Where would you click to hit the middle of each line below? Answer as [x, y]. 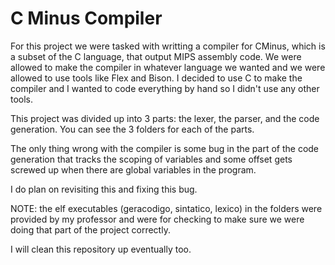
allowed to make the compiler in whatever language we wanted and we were [168, 67]
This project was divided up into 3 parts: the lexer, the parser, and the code [165, 118]
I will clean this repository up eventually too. [101, 249]
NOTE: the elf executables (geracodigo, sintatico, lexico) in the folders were [166, 208]
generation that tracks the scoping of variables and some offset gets [151, 159]
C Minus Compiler [86, 18]
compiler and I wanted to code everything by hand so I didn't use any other [165, 88]
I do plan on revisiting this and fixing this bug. [104, 189]
